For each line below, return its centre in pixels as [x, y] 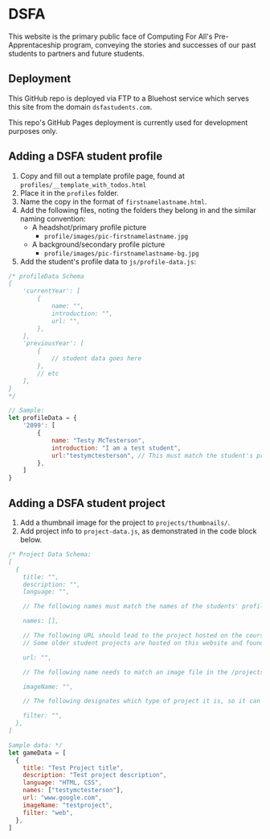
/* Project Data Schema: [50, 554]
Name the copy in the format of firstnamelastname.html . [113, 201]
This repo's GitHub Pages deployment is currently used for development [128, 123]
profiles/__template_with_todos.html [83, 185]
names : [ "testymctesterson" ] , [74, 791]
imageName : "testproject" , [68, 805]
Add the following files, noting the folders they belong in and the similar [138, 210]
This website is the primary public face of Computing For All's [110, 36]
